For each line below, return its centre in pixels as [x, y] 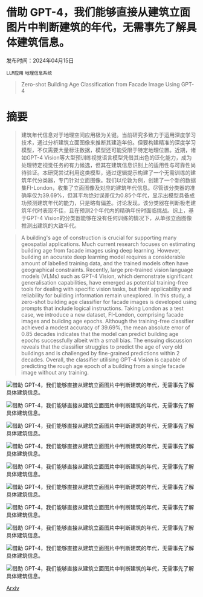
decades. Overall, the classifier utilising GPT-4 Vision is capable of [104, 360]
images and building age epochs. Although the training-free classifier [108, 321]
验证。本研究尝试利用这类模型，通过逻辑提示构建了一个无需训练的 [108, 172]
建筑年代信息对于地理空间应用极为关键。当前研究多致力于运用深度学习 [108, 135]
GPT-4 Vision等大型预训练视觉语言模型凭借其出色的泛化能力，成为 [109, 157]
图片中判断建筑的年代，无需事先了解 [96, 27]
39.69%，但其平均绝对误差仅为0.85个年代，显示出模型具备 [116, 195]
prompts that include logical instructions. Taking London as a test [102, 308]
